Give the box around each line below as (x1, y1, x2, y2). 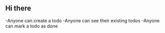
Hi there (5, 4, 32, 13)
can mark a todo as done (5, 23, 58, 29)
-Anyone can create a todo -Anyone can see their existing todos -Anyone (5, 17, 160, 23)
